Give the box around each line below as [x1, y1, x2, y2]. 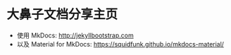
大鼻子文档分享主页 [6, 6, 118, 23]
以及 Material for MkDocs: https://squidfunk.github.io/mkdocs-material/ [16, 39, 225, 48]
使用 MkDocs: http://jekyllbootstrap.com [16, 31, 135, 39]
